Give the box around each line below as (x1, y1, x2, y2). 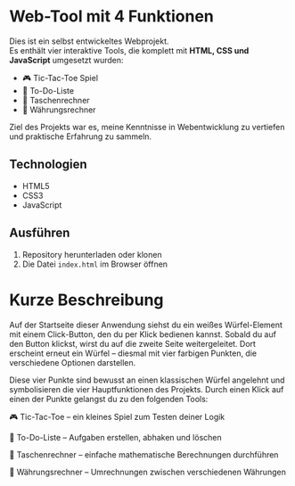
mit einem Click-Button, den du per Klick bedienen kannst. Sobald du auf (9, 328, 276, 340)
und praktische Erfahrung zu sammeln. (9, 131, 152, 142)
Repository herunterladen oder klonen (21, 249, 162, 259)
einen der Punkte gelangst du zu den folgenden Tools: (9, 393, 209, 404)
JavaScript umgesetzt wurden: (9, 54, 124, 65)
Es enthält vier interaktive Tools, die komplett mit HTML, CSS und (9, 45, 250, 55)
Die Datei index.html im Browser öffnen (21, 259, 168, 269)
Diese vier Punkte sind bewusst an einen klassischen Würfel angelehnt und (9, 375, 285, 385)
